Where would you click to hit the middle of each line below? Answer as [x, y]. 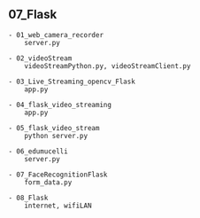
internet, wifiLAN [58, 206]
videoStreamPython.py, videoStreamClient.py [108, 66]
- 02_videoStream [40, 58]
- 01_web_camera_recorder [56, 35]
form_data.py [48, 182]
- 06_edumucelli [38, 151]
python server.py [56, 136]
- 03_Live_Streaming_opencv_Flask [72, 82]
